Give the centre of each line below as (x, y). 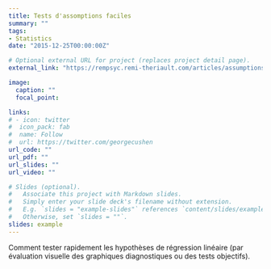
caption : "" (36, 90)
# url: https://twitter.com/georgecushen (81, 142)
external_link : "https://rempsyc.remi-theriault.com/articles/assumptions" (138, 68)
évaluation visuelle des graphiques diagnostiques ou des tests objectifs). (129, 256)
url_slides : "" (34, 165)
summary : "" (28, 23)
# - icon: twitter (39, 120)
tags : (17, 31)
